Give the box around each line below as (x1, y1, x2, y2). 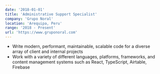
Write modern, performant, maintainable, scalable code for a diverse (12, 44, 150, 49)
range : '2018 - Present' (5, 25, 56, 30)
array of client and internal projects (12, 49, 83, 54)
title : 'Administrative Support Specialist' (5, 12, 97, 17)
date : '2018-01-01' (5, 7, 45, 12)
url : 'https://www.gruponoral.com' (5, 30, 78, 35)
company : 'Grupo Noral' (5, 16, 54, 21)
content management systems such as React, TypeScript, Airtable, (12, 59, 147, 65)
